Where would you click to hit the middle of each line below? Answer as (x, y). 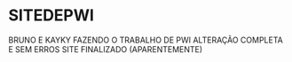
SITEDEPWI (51, 15)
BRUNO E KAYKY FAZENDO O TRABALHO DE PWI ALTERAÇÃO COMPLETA (146, 40)
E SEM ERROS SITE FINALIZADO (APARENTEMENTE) (106, 49)
